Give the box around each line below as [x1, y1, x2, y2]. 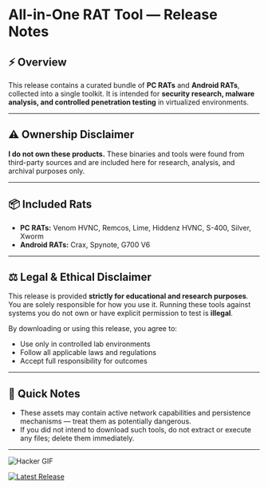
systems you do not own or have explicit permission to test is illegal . [8, 309, 234, 318]
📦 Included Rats [8, 198, 93, 211]
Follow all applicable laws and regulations [19, 348, 157, 357]
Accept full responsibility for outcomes [19, 357, 148, 366]
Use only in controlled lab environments [19, 339, 151, 349]
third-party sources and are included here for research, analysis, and [8, 157, 235, 167]
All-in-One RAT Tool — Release [8, 6, 218, 24]
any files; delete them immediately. [19, 433, 135, 444]
